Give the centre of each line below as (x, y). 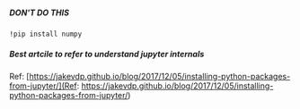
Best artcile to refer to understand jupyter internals (107, 54)
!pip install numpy (46, 34)
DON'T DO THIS (40, 13)
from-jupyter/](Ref (44, 86)
